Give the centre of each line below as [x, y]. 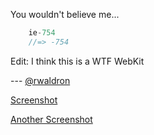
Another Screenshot [51, 119]
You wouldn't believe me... [65, 14]
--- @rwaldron [40, 80]
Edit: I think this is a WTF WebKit [77, 61]
